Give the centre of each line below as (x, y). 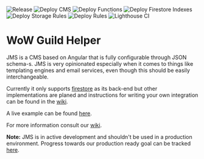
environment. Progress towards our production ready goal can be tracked (99, 143)
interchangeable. (27, 77)
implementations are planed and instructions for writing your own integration (102, 95)
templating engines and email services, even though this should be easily (98, 70)
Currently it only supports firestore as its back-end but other (82, 88)
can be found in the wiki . (37, 101)
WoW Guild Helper (54, 41)
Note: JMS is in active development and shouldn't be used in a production (100, 136)
